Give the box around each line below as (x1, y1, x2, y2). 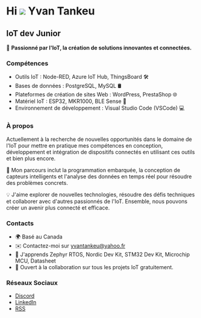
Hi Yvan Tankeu (6, 4, 95, 18)
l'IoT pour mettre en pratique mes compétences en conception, (6, 142, 163, 149)
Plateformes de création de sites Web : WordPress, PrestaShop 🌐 (14, 91, 178, 98)
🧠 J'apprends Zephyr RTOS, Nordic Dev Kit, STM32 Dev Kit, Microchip (14, 251, 190, 258)
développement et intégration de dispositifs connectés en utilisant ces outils (6, 148, 196, 155)
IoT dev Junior (6, 28, 61, 39)
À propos (6, 122, 34, 130)
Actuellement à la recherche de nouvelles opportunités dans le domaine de (6, 136, 193, 143)
